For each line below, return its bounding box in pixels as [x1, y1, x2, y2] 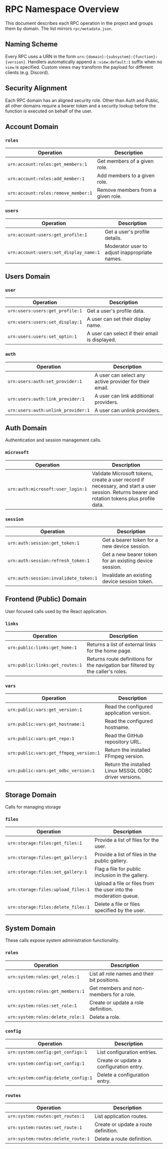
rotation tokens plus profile [91, 495, 155, 502]
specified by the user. [94, 907, 146, 914]
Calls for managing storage [5, 804, 61, 810]
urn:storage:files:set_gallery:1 [7, 869, 87, 875]
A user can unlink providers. [94, 407, 160, 414]
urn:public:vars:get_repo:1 [7, 736, 74, 742]
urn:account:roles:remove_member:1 [7, 190, 92, 196]
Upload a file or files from [94, 880, 154, 887]
